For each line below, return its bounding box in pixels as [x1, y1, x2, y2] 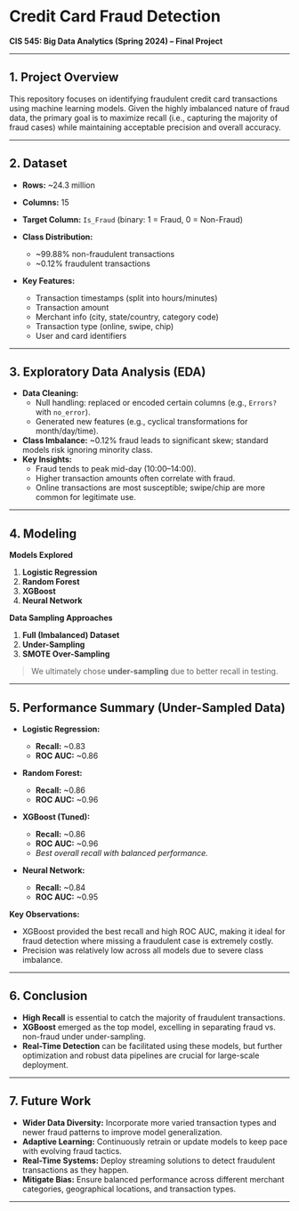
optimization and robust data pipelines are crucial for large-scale [21, 1050, 260, 1061]
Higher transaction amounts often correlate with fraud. [35, 473, 236, 484]
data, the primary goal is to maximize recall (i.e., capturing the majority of [9, 112, 279, 123]
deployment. [21, 1059, 69, 1070]
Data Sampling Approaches [9, 612, 113, 624]
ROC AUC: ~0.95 [35, 892, 99, 902]
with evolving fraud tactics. [21, 1145, 122, 1156]
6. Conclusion [9, 989, 88, 1004]
